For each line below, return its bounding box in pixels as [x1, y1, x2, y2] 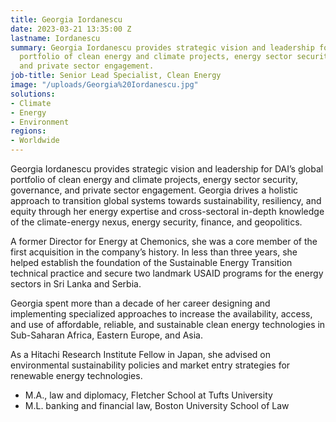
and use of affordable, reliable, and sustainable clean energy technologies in [10, 319, 326, 330]
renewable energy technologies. [10, 370, 143, 381]
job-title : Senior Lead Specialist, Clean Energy [10, 71, 222, 81]
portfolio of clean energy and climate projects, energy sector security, [10, 174, 299, 185]
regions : [10, 126, 47, 136]
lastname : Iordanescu [10, 33, 101, 43]
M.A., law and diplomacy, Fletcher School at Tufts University [24, 389, 273, 401]
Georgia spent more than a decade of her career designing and [10, 297, 271, 309]
